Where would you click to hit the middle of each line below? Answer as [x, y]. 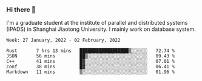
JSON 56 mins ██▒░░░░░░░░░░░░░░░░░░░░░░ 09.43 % [90, 56]
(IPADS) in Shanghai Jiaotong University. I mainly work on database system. [101, 29]
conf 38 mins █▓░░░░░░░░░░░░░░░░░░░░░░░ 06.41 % [90, 67]
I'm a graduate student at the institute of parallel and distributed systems [97, 23]
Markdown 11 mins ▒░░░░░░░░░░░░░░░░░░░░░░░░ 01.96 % [90, 72]
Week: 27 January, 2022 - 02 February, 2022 [63, 40]
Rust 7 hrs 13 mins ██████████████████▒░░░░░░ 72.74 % [90, 51]
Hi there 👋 [21, 10]
